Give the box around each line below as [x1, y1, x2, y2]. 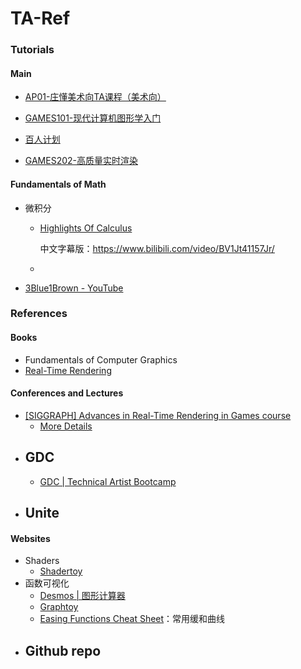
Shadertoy [39, 565, 83, 577]
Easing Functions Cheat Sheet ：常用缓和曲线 [39, 613, 226, 625]
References [10, 307, 68, 321]
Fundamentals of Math [10, 178, 107, 190]
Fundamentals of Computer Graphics [24, 353, 178, 366]
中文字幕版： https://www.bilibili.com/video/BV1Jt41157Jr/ [39, 242, 275, 254]
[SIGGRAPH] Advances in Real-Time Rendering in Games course [24, 409, 292, 421]
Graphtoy [39, 601, 79, 613]
